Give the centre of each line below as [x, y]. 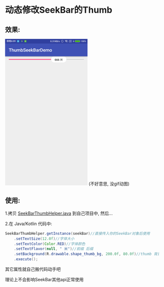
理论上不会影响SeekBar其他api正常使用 [44, 280]
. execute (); [26, 259]
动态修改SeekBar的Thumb [59, 10]
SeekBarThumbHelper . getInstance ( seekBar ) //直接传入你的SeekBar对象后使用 [78, 233]
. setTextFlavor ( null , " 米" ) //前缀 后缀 [54, 249]
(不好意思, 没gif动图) [109, 184]
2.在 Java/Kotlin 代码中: [29, 224]
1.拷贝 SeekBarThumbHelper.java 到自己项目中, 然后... [59, 213]
